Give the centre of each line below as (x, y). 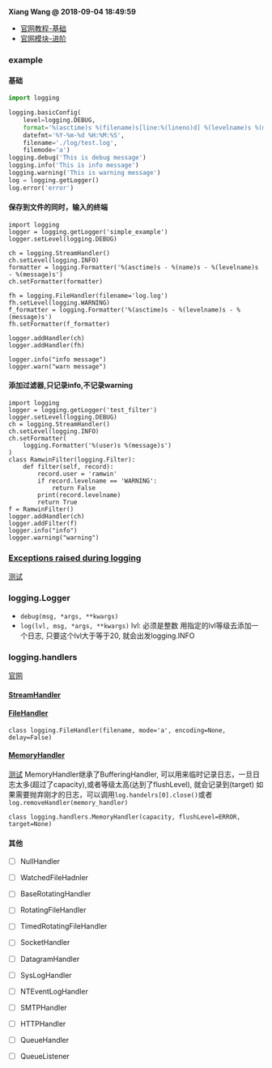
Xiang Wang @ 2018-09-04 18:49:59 (72, 12)
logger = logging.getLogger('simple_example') (88, 232)
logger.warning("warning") (54, 538)
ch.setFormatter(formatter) (56, 281)
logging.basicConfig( (45, 113)
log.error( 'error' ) (41, 188)
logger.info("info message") (57, 360)
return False (73, 488)
